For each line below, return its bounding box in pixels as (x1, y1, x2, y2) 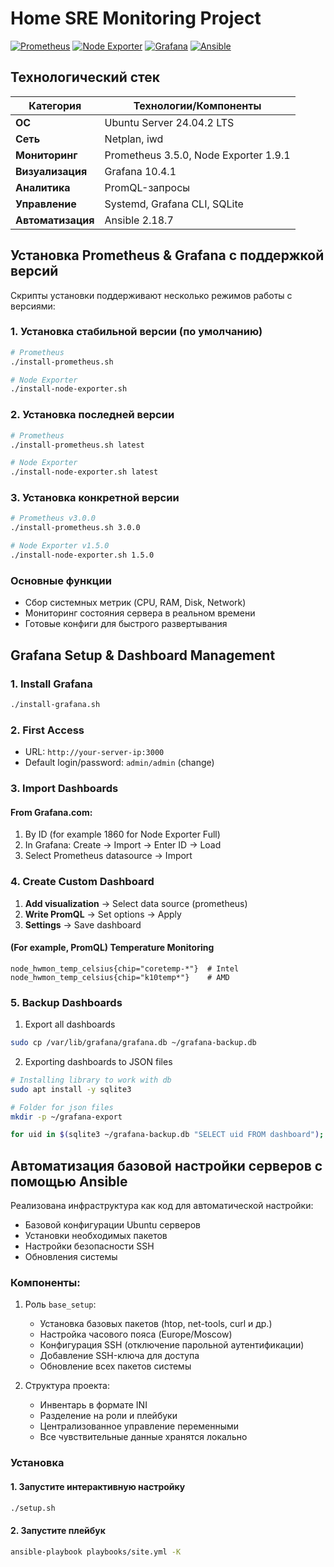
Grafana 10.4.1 (104, 164, 177, 178)
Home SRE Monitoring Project (10, 7, 262, 30)
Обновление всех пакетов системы (39, 1360, 192, 1372)
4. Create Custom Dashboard (10, 875, 155, 889)
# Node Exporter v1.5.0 (10, 541, 110, 551)
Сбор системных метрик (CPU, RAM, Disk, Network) (24, 597, 247, 609)
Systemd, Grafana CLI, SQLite (104, 197, 244, 211)
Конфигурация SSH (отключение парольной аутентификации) (39, 1339, 305, 1351)
